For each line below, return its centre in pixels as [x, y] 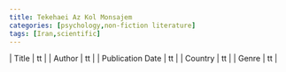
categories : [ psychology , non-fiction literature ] [103, 25]
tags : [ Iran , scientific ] [55, 33]
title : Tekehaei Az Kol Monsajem [71, 17]
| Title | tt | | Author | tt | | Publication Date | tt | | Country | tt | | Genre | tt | [143, 59]
